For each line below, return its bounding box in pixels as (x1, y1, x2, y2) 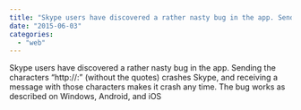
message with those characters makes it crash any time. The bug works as (9, 81, 286, 92)
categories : (9, 30, 54, 38)
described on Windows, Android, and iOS (9, 91, 162, 102)
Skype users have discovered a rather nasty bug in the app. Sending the (9, 63, 276, 73)
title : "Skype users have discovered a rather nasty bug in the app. (9, 13, 275, 22)
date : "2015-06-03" (9, 21, 82, 30)
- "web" (17, 38, 47, 47)
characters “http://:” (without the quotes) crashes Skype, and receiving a (9, 72, 278, 83)
